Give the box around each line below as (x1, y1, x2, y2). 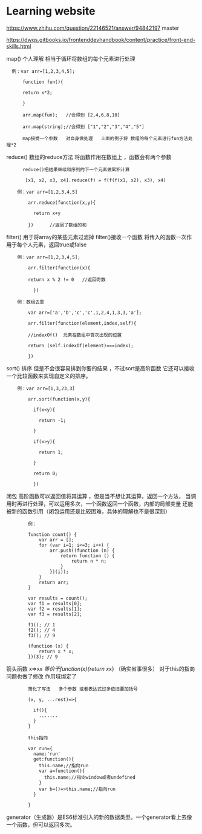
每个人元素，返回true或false (16, 241, 87, 248)
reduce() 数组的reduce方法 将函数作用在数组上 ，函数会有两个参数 (6, 153, 172, 160)
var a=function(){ (38, 768, 85, 774)
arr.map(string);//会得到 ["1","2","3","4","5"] (22, 123, 145, 130)
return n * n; (71, 558, 107, 564)
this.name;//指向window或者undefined (44, 774, 136, 781)
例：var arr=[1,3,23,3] (17, 385, 76, 392)
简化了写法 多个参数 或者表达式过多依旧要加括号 (28, 686, 138, 692)
